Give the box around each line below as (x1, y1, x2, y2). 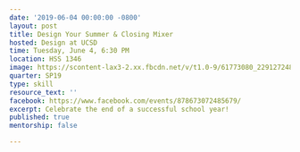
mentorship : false (9, 122, 78, 131)
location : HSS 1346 (9, 55, 82, 63)
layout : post (9, 21, 58, 30)
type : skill (9, 80, 54, 89)
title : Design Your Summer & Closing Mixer (9, 30, 174, 38)
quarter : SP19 (9, 72, 62, 80)
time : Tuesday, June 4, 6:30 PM (9, 46, 129, 55)
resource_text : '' (9, 88, 78, 97)
